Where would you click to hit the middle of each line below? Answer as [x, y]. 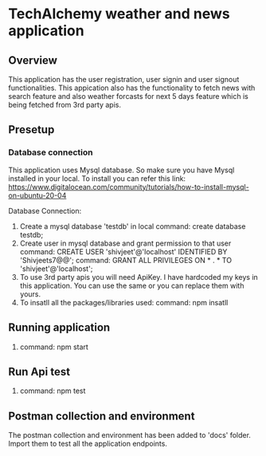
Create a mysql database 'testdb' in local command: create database [133, 226]
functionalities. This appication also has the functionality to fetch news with [132, 88]
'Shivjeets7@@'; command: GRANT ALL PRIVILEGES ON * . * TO [126, 260]
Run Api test [39, 371]
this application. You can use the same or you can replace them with [132, 285]
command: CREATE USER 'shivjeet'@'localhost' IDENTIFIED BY [123, 251]
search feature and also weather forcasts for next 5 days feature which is [128, 96]
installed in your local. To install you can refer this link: [97, 178]
